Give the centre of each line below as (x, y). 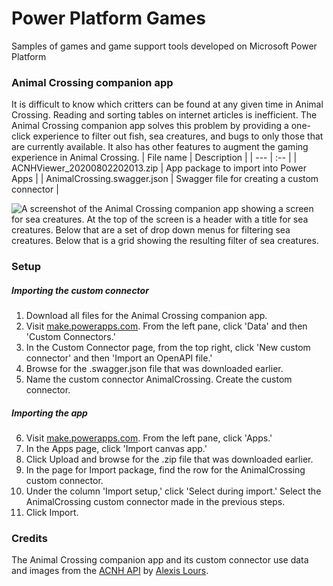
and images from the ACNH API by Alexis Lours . (110, 571)
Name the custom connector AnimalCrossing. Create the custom (159, 379)
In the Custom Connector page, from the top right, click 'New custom (168, 348)
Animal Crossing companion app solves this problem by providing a (150, 126)
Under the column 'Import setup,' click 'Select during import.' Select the (173, 491)
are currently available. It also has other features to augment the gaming (160, 147)
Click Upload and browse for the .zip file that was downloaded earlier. (169, 459)
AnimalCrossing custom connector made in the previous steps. (155, 502)
